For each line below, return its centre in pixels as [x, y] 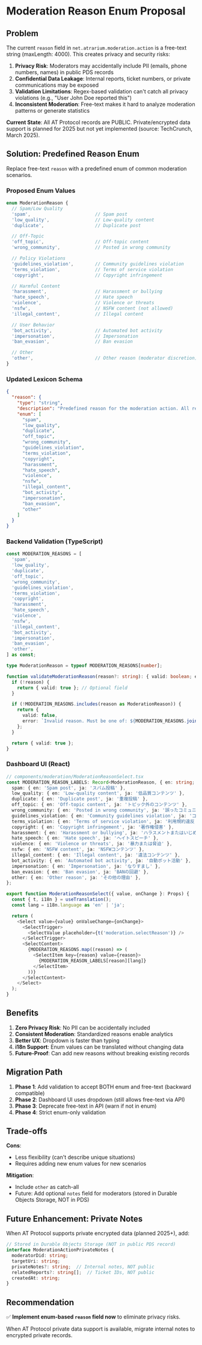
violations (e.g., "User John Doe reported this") [73, 98]
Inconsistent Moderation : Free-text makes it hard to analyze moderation [105, 104]
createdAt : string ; [36, 1278]
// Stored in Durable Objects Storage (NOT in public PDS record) [91, 1244]
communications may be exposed [57, 85]
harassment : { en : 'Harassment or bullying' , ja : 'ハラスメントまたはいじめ [104, 832]
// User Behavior [33, 325]
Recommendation [40, 1302]
